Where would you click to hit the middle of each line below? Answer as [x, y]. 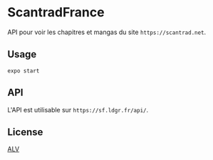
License [25, 132]
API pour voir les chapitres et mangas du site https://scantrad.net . [107, 32]
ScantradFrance [56, 12]
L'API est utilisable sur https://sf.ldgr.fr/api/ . [78, 110]
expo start [24, 71]
